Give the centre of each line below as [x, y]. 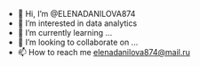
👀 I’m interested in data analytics [77, 23]
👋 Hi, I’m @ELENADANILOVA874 [76, 14]
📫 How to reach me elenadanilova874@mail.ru [104, 52]
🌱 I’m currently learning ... [65, 33]
